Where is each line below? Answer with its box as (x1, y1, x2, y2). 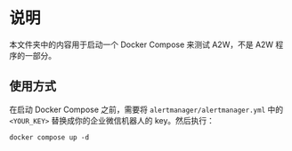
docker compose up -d (9, 132, 90, 142)
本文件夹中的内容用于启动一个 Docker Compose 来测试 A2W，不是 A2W (9, 39, 274, 50)
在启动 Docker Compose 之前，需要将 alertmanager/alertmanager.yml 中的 (9, 104, 283, 115)
